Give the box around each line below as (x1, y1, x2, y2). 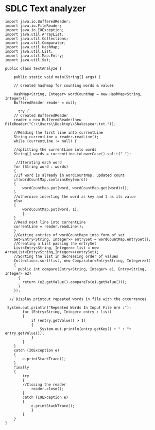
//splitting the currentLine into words (14, 147, 97, 152)
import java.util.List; (5, 49, 53, 54)
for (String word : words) (14, 164, 69, 169)
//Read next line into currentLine (14, 220, 86, 225)
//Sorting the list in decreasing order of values (14, 254, 119, 259)
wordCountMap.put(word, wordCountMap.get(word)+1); (22, 185, 130, 190)
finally (14, 365, 29, 370)
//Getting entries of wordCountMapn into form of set (14, 232, 125, 237)
